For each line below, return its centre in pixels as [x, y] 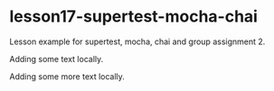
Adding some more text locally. [67, 76]
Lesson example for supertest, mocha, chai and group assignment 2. [137, 41]
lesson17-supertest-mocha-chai [133, 17]
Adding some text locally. [57, 59]
